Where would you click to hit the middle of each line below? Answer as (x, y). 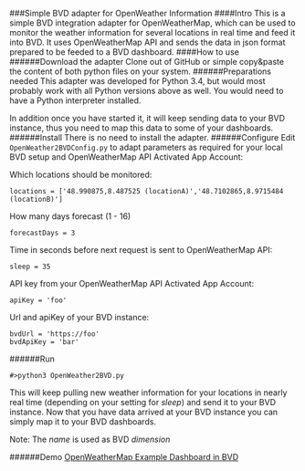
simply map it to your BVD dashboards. (83, 422)
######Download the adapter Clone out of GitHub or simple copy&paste (147, 62)
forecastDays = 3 (42, 233)
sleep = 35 (30, 267)
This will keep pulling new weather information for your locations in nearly (148, 392)
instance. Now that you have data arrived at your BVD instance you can (144, 412)
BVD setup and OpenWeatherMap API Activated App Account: (126, 157)
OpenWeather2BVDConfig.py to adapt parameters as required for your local (146, 147)
